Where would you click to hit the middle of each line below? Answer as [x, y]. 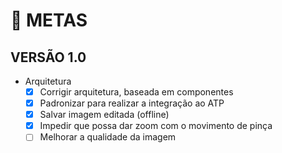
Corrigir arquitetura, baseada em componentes [136, 92]
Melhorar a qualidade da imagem [108, 137]
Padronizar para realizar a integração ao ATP [132, 103]
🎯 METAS [49, 20]
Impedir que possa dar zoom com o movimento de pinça [156, 126]
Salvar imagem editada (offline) [104, 115]
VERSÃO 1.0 [48, 57]
